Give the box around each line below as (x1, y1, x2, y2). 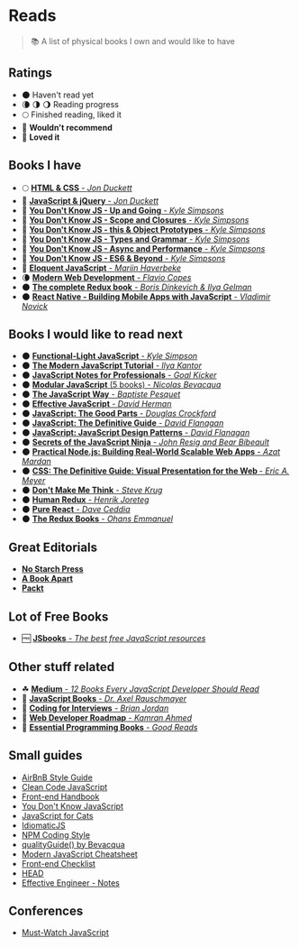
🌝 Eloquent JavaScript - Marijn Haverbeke (21, 262, 182, 273)
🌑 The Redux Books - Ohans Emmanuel (21, 513, 173, 524)
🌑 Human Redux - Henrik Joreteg (21, 494, 149, 505)
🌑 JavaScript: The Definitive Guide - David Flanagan (21, 418, 224, 428)
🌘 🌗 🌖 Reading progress (21, 98, 119, 109)
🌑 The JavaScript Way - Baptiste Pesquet (21, 389, 181, 400)
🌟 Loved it (21, 132, 60, 143)
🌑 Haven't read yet (21, 89, 95, 100)
